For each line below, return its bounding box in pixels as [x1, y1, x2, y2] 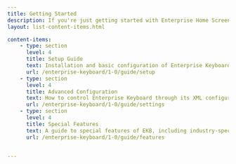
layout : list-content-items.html [7, 23, 105, 30]
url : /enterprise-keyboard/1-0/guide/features [25, 134, 165, 141]
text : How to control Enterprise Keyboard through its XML [25, 95, 202, 102]
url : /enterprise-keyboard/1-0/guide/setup [25, 68, 156, 76]
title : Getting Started [7, 10, 77, 18]
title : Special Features [25, 121, 99, 128]
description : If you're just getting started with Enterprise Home [7, 17, 209, 24]
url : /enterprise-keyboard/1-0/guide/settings [25, 101, 165, 109]
